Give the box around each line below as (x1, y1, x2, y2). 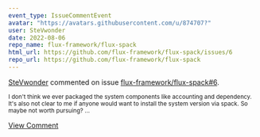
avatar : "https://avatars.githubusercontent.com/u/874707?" (8, 19, 212, 27)
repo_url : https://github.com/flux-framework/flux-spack (8, 56, 201, 64)
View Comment (8, 120, 59, 130)
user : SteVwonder (8, 26, 66, 34)
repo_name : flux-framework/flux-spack (8, 41, 137, 49)
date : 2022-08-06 (8, 33, 66, 42)
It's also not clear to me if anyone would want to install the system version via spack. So (8, 100, 248, 108)
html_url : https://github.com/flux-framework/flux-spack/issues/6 (8, 48, 233, 56)
